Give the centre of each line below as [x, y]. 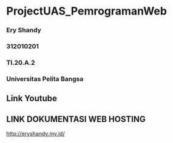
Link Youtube [32, 98]
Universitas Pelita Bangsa [45, 79]
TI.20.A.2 [21, 62]
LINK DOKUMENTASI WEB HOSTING [76, 119]
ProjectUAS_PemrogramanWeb [86, 11]
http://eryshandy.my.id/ [36, 134]
